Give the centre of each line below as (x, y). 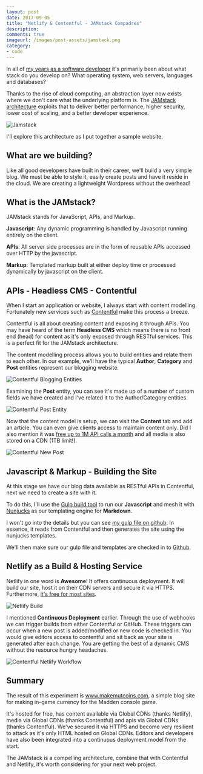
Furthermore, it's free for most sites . (52, 594)
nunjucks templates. (32, 535)
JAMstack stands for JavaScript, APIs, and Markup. (71, 217)
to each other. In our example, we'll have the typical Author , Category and (99, 361)
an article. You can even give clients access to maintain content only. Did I (99, 428)
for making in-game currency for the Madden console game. (82, 702)
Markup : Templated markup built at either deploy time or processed (91, 265)
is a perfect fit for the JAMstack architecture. (62, 343)
